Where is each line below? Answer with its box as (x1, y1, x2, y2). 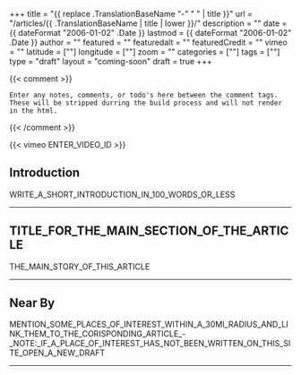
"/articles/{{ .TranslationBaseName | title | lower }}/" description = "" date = (9, 18, 288, 29)
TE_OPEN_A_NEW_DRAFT (9, 347, 106, 358)
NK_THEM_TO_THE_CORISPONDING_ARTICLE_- (9, 328, 186, 339)
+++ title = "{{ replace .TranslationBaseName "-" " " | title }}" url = (9, 9, 254, 19)
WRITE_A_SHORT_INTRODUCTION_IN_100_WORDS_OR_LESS (9, 189, 236, 200)
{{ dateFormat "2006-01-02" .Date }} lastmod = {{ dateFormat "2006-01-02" (9, 28, 292, 38)
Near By (9, 295, 56, 311)
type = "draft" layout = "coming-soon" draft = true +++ (9, 56, 213, 66)
